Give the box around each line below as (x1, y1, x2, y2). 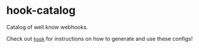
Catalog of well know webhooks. (6, 23, 88, 31)
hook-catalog (6, 4, 76, 17)
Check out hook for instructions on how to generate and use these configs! (6, 35, 193, 42)
